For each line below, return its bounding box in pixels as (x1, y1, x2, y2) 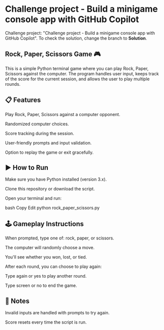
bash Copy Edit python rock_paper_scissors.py (5, 205, 100, 211)
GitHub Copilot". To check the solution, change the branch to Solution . (5, 35, 147, 41)
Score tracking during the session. (5, 130, 74, 136)
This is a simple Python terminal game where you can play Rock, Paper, (5, 65, 149, 71)
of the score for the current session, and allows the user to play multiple (5, 76, 150, 82)
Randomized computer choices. (5, 121, 69, 127)
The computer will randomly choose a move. (5, 245, 95, 251)
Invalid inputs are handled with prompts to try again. (5, 310, 110, 315)
